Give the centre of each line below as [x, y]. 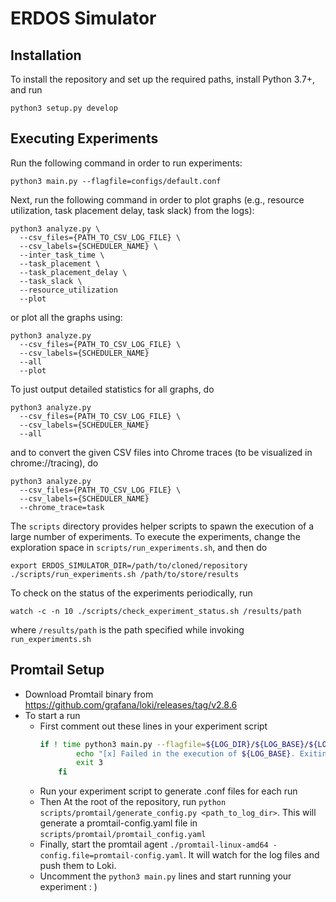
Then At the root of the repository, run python [133, 802]
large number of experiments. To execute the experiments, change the [155, 536]
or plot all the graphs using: [66, 317]
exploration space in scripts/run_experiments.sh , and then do [139, 547]
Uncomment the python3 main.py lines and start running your [165, 876]
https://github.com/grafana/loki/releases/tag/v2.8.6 [131, 704]
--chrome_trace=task [62, 507]
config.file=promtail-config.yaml [111, 856]
